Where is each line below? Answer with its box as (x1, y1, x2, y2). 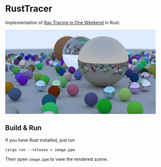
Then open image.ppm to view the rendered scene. (5, 156, 108, 162)
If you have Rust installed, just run (5, 137, 75, 143)
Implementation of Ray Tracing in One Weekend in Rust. (5, 19, 120, 25)
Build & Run (5, 123, 42, 132)
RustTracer (5, 3, 53, 14)
